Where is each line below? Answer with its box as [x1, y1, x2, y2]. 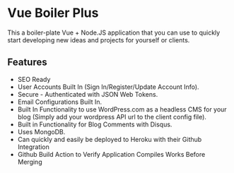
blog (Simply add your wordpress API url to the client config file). [17, 112, 207, 121]
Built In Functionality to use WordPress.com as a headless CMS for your [17, 105, 228, 114]
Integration [17, 143, 49, 151]
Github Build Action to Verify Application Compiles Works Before [17, 150, 206, 158]
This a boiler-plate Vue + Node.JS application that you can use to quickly [7, 28, 221, 37]
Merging [17, 157, 42, 166]
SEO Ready [17, 75, 51, 83]
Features [7, 56, 47, 68]
